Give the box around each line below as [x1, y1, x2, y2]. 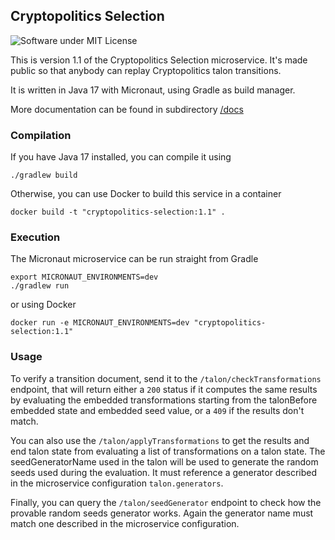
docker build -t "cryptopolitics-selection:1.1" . [10, 207, 226, 218]
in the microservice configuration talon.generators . [10, 477, 224, 489]
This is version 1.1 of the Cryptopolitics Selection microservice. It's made [10, 54, 308, 66]
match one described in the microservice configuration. [10, 517, 240, 529]
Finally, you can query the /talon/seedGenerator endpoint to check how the [10, 496, 322, 508]
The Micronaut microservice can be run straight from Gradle [10, 253, 259, 265]
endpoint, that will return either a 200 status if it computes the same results [10, 383, 318, 395]
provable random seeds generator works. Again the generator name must [10, 507, 314, 519]
